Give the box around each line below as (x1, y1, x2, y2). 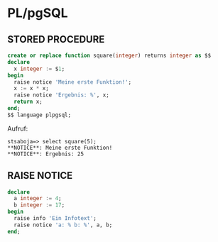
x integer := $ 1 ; (13, 65, 65, 72)
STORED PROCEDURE (7, 33, 105, 45)
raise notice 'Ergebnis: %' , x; (13, 92, 110, 99)
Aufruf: (7, 124, 28, 133)
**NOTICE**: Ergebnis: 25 (7, 150, 84, 158)
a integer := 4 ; (13, 195, 62, 202)
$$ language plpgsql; (7, 111, 72, 119)
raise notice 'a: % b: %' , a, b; (13, 221, 113, 229)
